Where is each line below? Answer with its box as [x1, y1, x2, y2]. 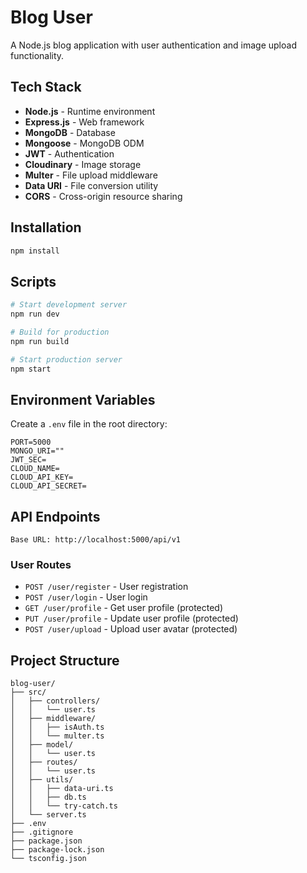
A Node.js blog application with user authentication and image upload [10, 39, 297, 51]
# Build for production [10, 327, 110, 337]
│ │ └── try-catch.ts [10, 801, 118, 811]
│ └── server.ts [10, 810, 87, 820]
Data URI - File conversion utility [24, 179, 159, 191]
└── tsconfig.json [10, 854, 87, 864]
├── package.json [10, 836, 83, 846]
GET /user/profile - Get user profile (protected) [24, 602, 224, 614]
